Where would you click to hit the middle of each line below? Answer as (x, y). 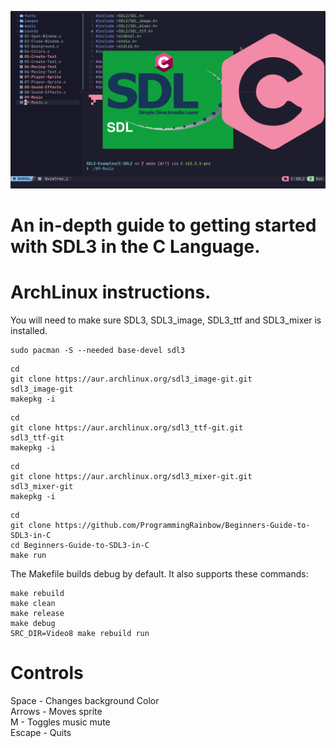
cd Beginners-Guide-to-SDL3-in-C (80, 545)
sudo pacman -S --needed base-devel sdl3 (98, 350)
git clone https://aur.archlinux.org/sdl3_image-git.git (131, 379)
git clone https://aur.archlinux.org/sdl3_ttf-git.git (127, 427)
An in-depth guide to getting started (163, 225)
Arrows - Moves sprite (56, 711)
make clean (33, 603)
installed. (29, 330)
